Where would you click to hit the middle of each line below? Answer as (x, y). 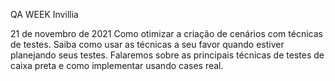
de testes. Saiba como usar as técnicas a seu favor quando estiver (147, 44)
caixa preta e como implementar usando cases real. (117, 65)
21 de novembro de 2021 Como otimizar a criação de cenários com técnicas (166, 33)
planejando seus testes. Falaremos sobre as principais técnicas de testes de (167, 55)
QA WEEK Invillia (44, 14)
